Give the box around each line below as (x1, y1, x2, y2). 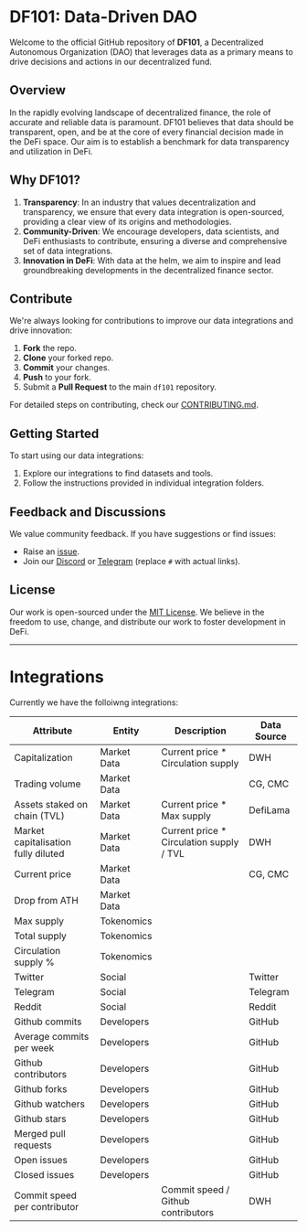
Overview (9, 82, 67, 98)
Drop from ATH (14, 894, 79, 906)
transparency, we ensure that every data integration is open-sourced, (22, 206, 285, 217)
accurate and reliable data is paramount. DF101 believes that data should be (9, 116, 294, 127)
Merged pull (14, 1127, 66, 1140)
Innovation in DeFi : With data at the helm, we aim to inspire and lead (22, 254, 281, 266)
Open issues (14, 1153, 69, 1166)
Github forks (14, 1082, 68, 1095)
